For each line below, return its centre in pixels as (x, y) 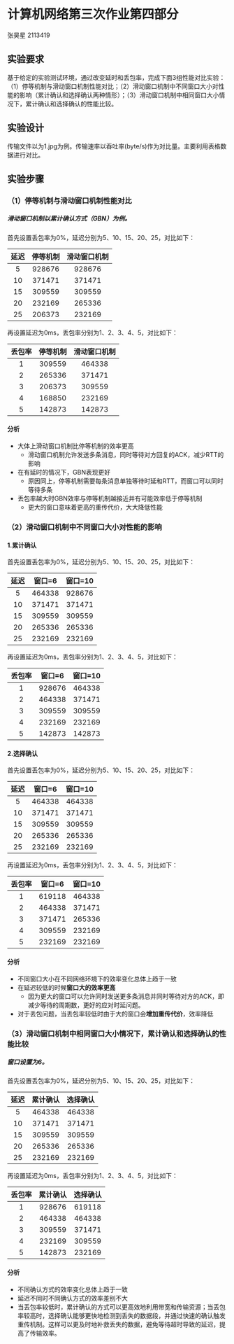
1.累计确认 (22, 545)
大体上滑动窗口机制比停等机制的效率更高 (75, 446)
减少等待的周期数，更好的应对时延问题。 (86, 1004)
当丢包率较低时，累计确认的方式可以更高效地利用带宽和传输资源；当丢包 (121, 1307)
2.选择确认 (23, 753)
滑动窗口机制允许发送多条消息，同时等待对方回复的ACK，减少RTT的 (126, 455)
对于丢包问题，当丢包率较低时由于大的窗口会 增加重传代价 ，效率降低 (115, 1014)
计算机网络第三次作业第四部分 (93, 14)
